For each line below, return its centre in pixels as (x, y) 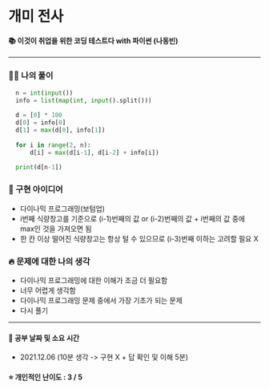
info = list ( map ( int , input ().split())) (84, 100)
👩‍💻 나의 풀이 (31, 75)
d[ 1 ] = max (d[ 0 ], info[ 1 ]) (60, 130)
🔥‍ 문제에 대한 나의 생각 (49, 261)
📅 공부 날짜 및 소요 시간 (44, 338)
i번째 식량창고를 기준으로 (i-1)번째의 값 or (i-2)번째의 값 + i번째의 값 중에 (132, 218)
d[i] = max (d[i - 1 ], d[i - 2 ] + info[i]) (94, 152)
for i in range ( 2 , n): (53, 145)
